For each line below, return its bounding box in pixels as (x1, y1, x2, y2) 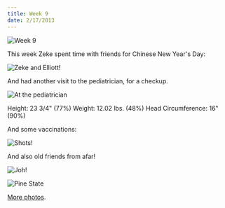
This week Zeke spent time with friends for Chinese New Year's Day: (7, 50, 205, 58)
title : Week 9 (7, 10, 49, 18)
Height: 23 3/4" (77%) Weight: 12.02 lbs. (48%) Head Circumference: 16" (7, 104, 219, 112)
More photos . (7, 193, 46, 201)
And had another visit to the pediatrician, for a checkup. (7, 76, 168, 85)
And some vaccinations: (7, 125, 77, 133)
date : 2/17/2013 (7, 17, 55, 24)
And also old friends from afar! (7, 152, 96, 160)
